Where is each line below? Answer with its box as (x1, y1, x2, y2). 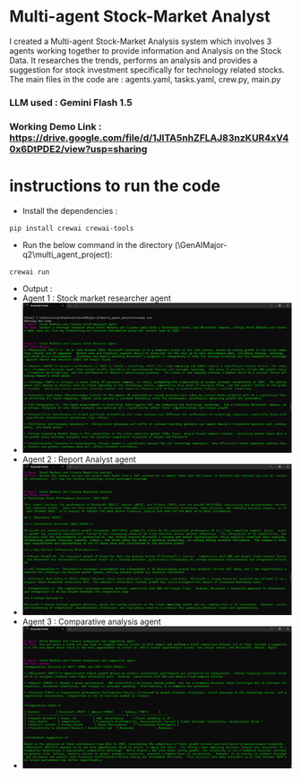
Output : (21, 283, 53, 294)
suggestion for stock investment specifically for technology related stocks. (9, 64, 285, 75)
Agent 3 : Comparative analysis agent (21, 616, 161, 627)
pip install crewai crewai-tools (9, 224, 134, 233)
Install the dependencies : (21, 205, 118, 216)
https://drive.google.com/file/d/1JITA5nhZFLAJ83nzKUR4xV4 (9, 132, 289, 144)
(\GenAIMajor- (174, 239, 228, 250)
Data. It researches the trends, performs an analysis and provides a (9, 55, 258, 65)
